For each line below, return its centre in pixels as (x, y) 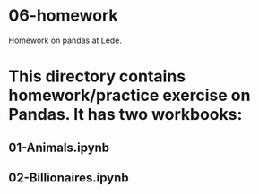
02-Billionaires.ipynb (69, 177)
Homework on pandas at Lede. (65, 40)
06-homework (63, 16)
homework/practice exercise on (129, 96)
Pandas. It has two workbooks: (125, 115)
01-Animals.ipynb (59, 147)
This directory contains (97, 76)
